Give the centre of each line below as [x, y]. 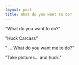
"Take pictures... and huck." [34, 57]
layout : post [19, 10]
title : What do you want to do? [39, 14]
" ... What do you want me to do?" [40, 48]
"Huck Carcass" [22, 38]
